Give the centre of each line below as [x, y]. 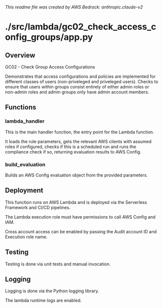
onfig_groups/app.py [49, 37]
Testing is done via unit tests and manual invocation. [58, 264]
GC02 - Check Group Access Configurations [50, 67]
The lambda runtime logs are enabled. [43, 301]
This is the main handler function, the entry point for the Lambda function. [80, 132]
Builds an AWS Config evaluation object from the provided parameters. [76, 175]
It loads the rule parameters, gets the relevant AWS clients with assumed [78, 141]
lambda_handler [25, 121]
